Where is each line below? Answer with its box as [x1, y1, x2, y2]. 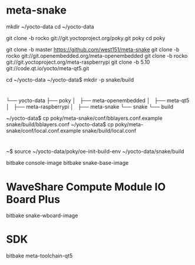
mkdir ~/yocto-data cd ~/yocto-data [6, 23, 94, 30]
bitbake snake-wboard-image [6, 212, 78, 219]
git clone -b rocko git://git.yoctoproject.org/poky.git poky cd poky [6, 34, 166, 41]
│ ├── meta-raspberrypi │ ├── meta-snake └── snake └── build [6, 103, 174, 110]
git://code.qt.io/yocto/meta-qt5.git [6, 64, 90, 71]
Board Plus [6, 192, 61, 206]
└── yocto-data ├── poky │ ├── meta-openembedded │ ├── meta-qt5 [6, 97, 190, 104]
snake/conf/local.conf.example [6, 127, 81, 135]
